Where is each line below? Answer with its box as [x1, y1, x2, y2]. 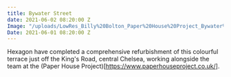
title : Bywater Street [7, 10, 72, 17]
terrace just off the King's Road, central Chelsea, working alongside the [7, 55, 210, 63]
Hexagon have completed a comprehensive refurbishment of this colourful [7, 48, 219, 56]
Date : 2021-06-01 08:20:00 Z [7, 29, 91, 36]
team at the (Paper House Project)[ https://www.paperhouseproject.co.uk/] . [7, 62, 220, 70]
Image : [7, 22, 26, 29]
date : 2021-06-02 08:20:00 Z [7, 16, 91, 23]
